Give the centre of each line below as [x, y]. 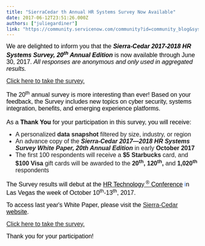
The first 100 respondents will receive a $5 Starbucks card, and [102, 155]
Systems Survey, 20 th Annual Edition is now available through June [101, 54]
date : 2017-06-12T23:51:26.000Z [47, 18]
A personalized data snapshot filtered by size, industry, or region [103, 134]
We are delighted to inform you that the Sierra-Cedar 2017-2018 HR [99, 46]
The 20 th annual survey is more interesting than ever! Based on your [99, 94]
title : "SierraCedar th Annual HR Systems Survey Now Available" [91, 12]
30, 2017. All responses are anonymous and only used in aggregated [100, 62]
